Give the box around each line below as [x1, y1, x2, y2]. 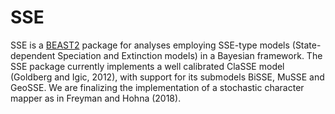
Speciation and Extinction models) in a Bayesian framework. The [57, 49, 323, 61]
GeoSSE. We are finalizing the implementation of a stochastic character [10, 81, 305, 93]
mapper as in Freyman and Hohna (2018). [10, 92, 182, 104]
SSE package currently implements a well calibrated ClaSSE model [10, 60, 285, 72]
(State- [291, 39, 322, 51]
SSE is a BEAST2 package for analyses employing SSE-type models [10, 39, 290, 51]
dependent [10, 49, 56, 61]
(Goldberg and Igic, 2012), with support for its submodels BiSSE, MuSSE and [10, 71, 325, 83]
